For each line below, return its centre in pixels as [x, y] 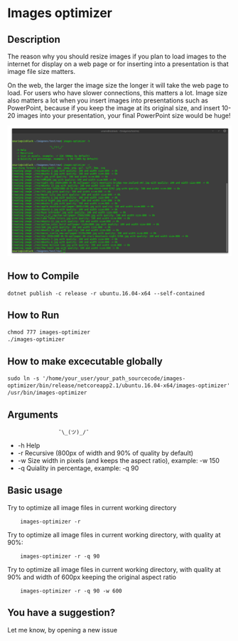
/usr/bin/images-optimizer [47, 393]
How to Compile [43, 276]
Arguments [33, 414]
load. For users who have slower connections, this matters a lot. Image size [118, 93]
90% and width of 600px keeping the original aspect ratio [92, 577]
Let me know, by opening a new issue [63, 630]
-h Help [29, 445]
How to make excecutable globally [85, 361]
